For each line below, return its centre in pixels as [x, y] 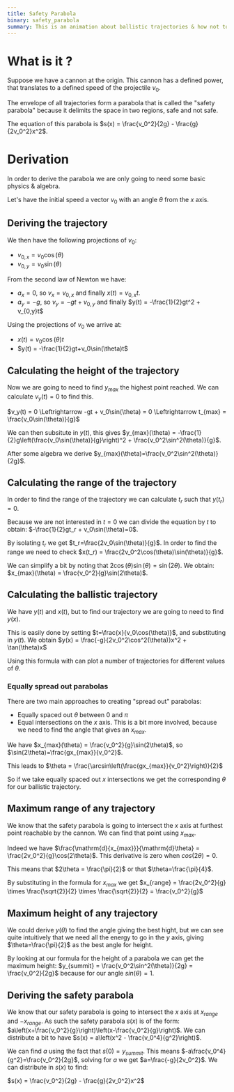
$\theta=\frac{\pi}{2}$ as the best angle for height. [80, 945]
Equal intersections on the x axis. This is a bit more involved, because [117, 723]
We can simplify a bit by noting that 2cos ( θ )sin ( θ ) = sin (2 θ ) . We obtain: [111, 566]
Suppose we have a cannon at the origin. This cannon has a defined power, [116, 80]
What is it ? [40, 61]
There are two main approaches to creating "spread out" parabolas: [104, 702]
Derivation [38, 159]
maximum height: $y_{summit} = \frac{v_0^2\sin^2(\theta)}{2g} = [100, 966]
